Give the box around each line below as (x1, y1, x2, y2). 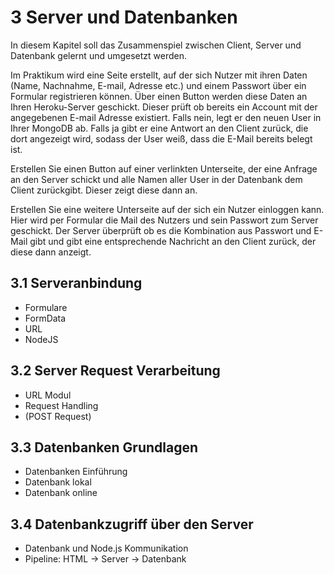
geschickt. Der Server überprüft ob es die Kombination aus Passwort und (10, 224, 312, 236)
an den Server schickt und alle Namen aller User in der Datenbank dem (10, 173, 303, 185)
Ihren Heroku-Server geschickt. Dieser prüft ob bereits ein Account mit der (10, 101, 318, 113)
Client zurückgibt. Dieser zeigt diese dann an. (10, 184, 198, 196)
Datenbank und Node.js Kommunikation (24, 542, 189, 555)
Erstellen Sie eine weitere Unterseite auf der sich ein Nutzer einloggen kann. (10, 203, 325, 215)
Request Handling (24, 399, 99, 411)
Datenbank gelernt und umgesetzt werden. (10, 49, 188, 61)
